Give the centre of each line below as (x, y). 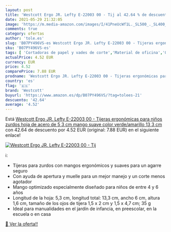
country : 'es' (20, 81)
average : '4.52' (22, 105)
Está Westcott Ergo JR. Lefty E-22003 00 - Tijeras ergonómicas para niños (84, 119)
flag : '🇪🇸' (18, 85)
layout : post (19, 10)
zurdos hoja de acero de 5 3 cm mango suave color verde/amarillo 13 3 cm (84, 125)
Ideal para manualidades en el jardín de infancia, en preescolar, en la (84, 209)
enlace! (13, 135)
